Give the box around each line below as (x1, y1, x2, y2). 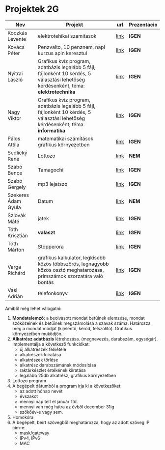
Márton (7, 246, 25, 253)
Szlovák (7, 212, 26, 219)
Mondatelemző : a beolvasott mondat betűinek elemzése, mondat (12, 315, 145, 321)
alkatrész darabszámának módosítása (19, 362, 97, 368)
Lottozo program (12, 377, 47, 384)
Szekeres (7, 192, 29, 198)
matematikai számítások (37, 135, 94, 142)
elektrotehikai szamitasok (37, 32, 97, 39)
